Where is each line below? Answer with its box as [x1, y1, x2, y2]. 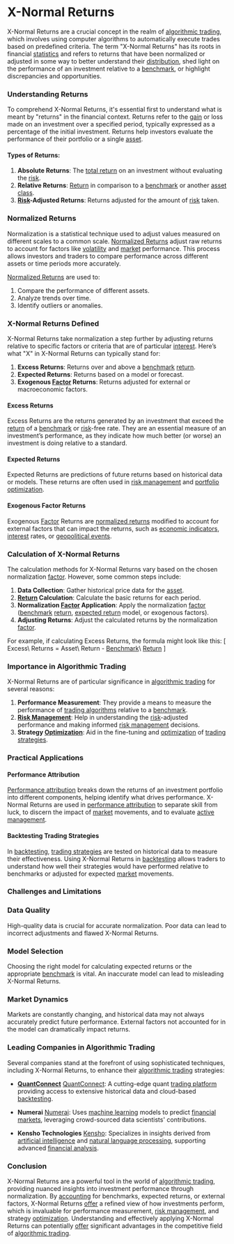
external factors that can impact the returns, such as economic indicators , [7, 524, 219, 533]
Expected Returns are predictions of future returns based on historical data [7, 470, 223, 479]
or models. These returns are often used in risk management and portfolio [7, 478, 219, 486]
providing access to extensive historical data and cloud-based [17, 1087, 196, 1095]
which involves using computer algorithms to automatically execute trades [7, 34, 221, 43]
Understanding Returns [7, 89, 88, 99]
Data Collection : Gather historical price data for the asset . [17, 586, 185, 594]
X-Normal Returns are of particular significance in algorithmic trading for [7, 677, 216, 686]
